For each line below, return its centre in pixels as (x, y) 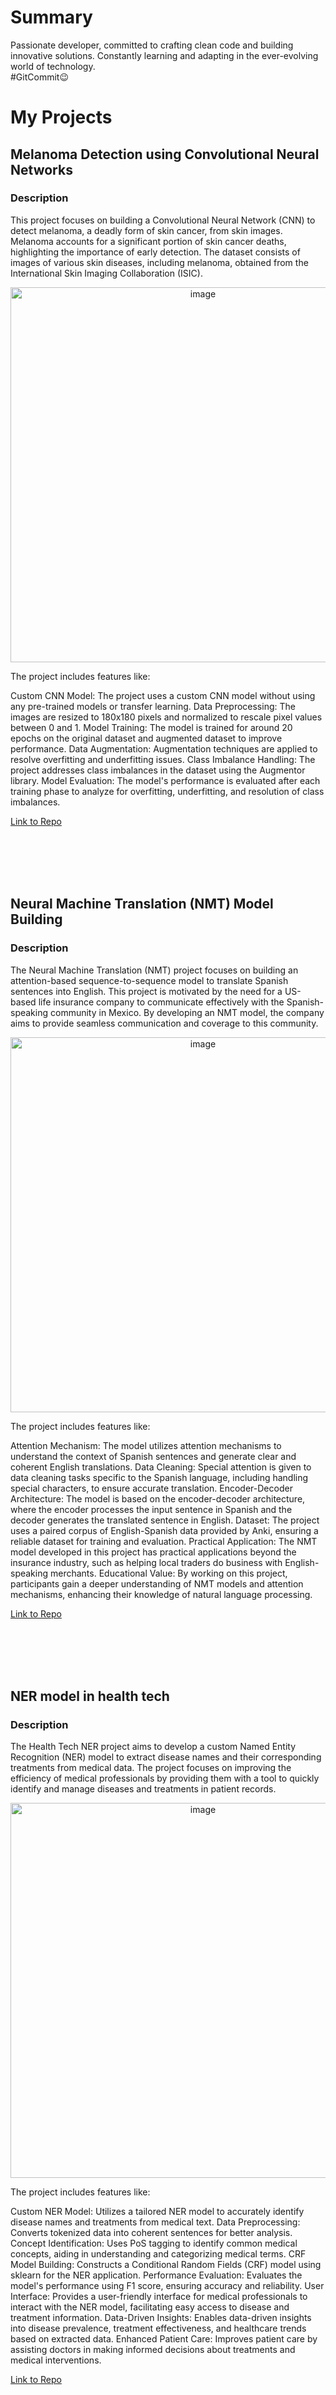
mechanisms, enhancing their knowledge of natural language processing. (161, 1594)
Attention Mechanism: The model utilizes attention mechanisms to (146, 1445)
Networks (41, 169)
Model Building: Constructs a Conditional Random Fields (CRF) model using (166, 2265)
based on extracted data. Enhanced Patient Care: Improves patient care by (164, 2339)
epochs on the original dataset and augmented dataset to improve (146, 738)
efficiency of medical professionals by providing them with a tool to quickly (165, 1778)
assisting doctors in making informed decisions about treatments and (153, 2350)
